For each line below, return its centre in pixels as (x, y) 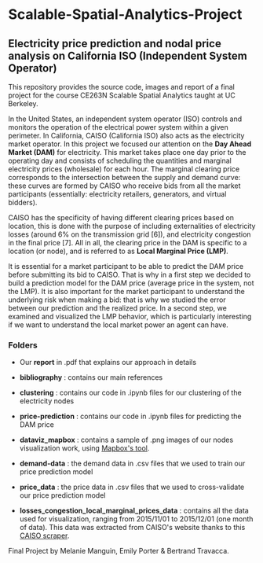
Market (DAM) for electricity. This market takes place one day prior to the (127, 152)
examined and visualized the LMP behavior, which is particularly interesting (130, 316)
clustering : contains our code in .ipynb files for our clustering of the (130, 393)
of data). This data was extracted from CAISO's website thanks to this (132, 528)
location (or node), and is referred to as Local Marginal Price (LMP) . (119, 251)
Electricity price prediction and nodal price (115, 44)
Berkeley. (23, 103)
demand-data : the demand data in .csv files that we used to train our (132, 464)
